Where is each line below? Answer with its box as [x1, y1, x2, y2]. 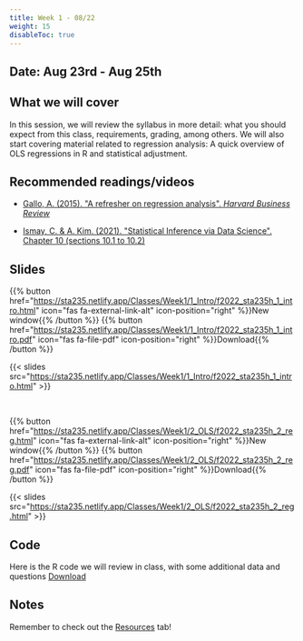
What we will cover [9, 95, 120, 110]
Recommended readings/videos [9, 174, 195, 189]
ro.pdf [9, 334, 33, 346]
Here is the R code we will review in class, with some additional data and [9, 561, 280, 573]
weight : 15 [9, 22, 51, 31]
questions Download [9, 571, 86, 582]
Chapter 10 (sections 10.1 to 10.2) [22, 235, 145, 246]
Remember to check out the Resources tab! [9, 621, 172, 632]
